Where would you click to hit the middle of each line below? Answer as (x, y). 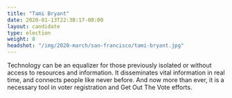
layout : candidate (34, 26)
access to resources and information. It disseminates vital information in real (116, 72)
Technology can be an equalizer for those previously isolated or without (110, 65)
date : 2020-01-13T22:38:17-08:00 (55, 20)
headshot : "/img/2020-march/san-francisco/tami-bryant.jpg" (96, 46)
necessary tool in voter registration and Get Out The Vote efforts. (100, 87)
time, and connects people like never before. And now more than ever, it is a (116, 80)
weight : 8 (21, 39)
